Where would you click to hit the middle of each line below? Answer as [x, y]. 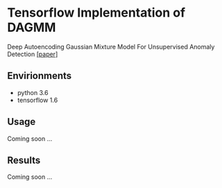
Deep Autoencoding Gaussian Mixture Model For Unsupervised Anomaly [111, 46]
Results [24, 160]
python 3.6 [33, 92]
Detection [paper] [33, 54]
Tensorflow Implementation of [96, 13]
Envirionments [40, 76]
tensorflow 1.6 [37, 100]
